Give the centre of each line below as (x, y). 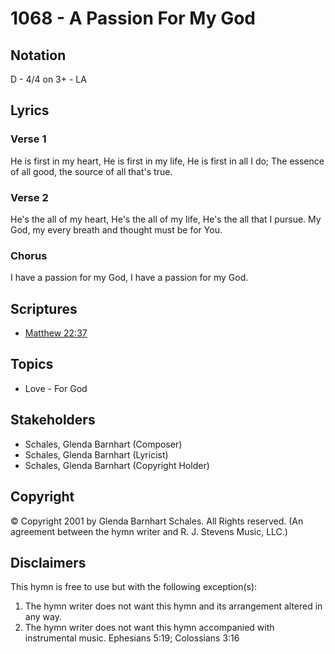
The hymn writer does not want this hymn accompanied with (149, 628)
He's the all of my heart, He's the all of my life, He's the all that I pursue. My (166, 219)
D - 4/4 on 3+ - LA (48, 79)
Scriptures (44, 308)
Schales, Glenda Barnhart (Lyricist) (96, 454)
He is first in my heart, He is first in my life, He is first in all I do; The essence (167, 161)
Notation (38, 55)
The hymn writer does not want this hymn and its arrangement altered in (173, 606)
